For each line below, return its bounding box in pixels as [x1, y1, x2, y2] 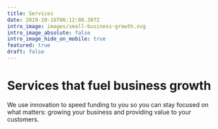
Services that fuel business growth [7, 78, 212, 93]
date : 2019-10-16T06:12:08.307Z [7, 16, 100, 23]
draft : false [7, 49, 45, 56]
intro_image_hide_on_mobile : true [7, 36, 107, 43]
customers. [7, 115, 39, 124]
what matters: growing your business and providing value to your [7, 108, 191, 116]
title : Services [7, 10, 54, 17]
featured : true [7, 42, 51, 49]
